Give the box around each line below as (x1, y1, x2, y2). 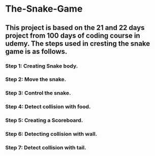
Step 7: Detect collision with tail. (5, 144, 86, 151)
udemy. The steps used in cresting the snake (5, 39, 150, 48)
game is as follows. (5, 47, 68, 56)
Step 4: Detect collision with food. (5, 103, 91, 110)
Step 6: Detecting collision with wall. (5, 131, 98, 138)
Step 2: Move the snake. (5, 76, 67, 83)
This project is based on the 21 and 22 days (5, 23, 145, 32)
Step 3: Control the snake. (5, 89, 71, 97)
